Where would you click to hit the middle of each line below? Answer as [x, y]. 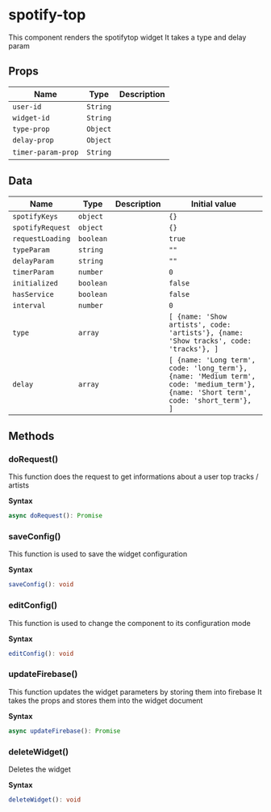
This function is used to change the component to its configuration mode [130, 623]
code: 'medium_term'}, [213, 384]
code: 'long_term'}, [208, 368]
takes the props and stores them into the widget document [106, 700]
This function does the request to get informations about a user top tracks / [133, 477]
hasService [33, 294]
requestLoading [42, 239]
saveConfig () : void [41, 585]
